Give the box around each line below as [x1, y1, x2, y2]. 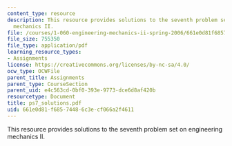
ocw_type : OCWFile [7, 67, 60, 74]
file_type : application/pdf [7, 42, 88, 49]
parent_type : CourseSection [7, 81, 88, 87]
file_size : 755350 [7, 36, 60, 43]
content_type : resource [7, 10, 76, 17]
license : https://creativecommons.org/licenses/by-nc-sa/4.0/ [7, 61, 190, 68]
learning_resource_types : [7, 49, 81, 56]
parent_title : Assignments [7, 74, 85, 81]
